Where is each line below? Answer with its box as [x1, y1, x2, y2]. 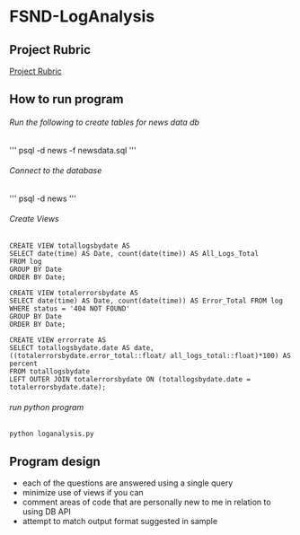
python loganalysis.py [9, 429, 94, 439]
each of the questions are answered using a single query [22, 478, 234, 488]
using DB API [22, 506, 72, 517]
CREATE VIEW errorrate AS [9, 336, 106, 345]
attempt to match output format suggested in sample [22, 516, 218, 527]
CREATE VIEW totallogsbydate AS [9, 241, 130, 250]
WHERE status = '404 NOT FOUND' [9, 304, 130, 313]
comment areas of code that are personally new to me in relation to [22, 496, 271, 508]
